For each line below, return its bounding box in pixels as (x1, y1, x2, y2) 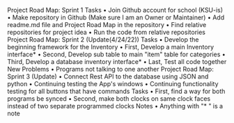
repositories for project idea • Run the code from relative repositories (7, 28, 205, 36)
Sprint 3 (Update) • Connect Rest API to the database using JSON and (7, 72, 209, 81)
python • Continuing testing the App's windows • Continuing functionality (7, 80, 219, 88)
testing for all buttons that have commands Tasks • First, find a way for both (7, 87, 226, 95)
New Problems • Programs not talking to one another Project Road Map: (7, 65, 214, 73)
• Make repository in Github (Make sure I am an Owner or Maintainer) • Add (7, 13, 225, 22)
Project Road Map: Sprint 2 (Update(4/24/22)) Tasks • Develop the (7, 35, 199, 44)
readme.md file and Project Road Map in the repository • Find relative (7, 21, 207, 28)
